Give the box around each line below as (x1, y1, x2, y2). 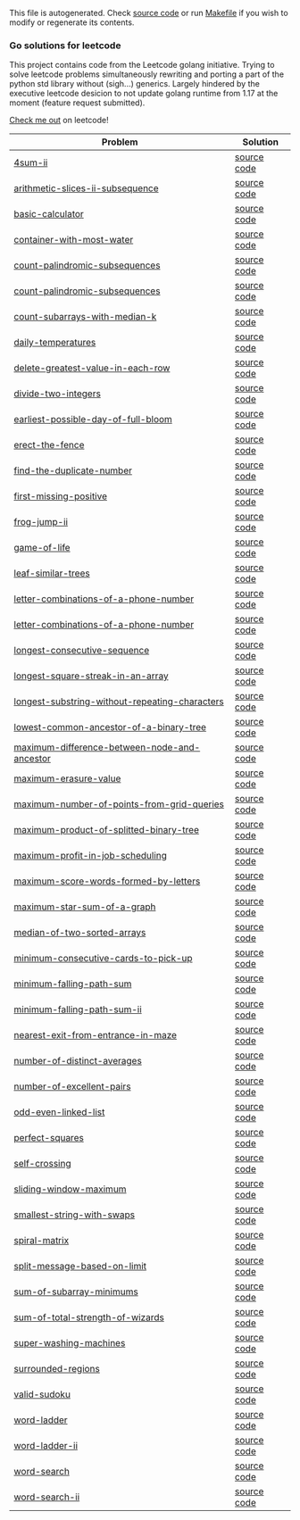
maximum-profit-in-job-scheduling (13, 850, 168, 862)
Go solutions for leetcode (9, 39, 121, 52)
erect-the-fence (13, 439, 85, 452)
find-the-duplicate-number (13, 464, 132, 477)
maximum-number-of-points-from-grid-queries (13, 798, 225, 810)
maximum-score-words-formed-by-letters (13, 875, 201, 887)
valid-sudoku (13, 1388, 71, 1400)
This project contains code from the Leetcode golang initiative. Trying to (9, 60, 275, 71)
